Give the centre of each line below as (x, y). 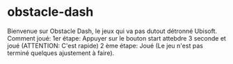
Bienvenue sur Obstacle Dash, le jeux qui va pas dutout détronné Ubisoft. (112, 31)
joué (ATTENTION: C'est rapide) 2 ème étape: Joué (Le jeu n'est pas (105, 45)
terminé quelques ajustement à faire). (61, 53)
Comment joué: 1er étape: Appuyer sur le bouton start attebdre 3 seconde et (116, 38)
